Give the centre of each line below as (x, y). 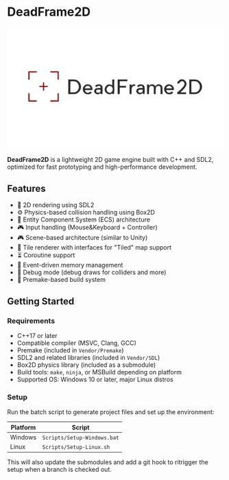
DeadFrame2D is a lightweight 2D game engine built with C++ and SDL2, (110, 160)
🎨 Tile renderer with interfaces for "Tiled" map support (94, 248)
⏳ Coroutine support (46, 255)
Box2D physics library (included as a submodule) (86, 365)
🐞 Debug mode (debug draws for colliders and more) (92, 272)
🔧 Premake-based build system (61, 280)
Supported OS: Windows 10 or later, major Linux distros (95, 379)
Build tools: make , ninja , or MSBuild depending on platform (99, 372)
